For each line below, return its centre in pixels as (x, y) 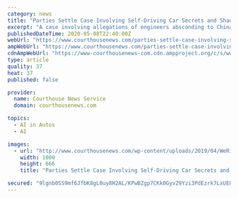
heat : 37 (20, 73)
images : (19, 144)
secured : (20, 184)
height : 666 (38, 164)
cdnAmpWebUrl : (28, 54)
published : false (33, 80)
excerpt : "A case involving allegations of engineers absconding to (110, 27)
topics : (19, 118)
